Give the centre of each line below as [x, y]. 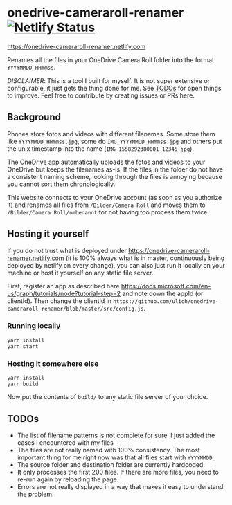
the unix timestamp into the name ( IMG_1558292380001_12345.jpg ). [100, 148]
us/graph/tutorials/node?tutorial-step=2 [64, 293]
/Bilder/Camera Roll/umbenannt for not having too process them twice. [108, 212]
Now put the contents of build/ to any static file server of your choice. [108, 397]
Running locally [34, 326]
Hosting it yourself [48, 234]
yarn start [23, 346]
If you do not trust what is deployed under [67, 250]
